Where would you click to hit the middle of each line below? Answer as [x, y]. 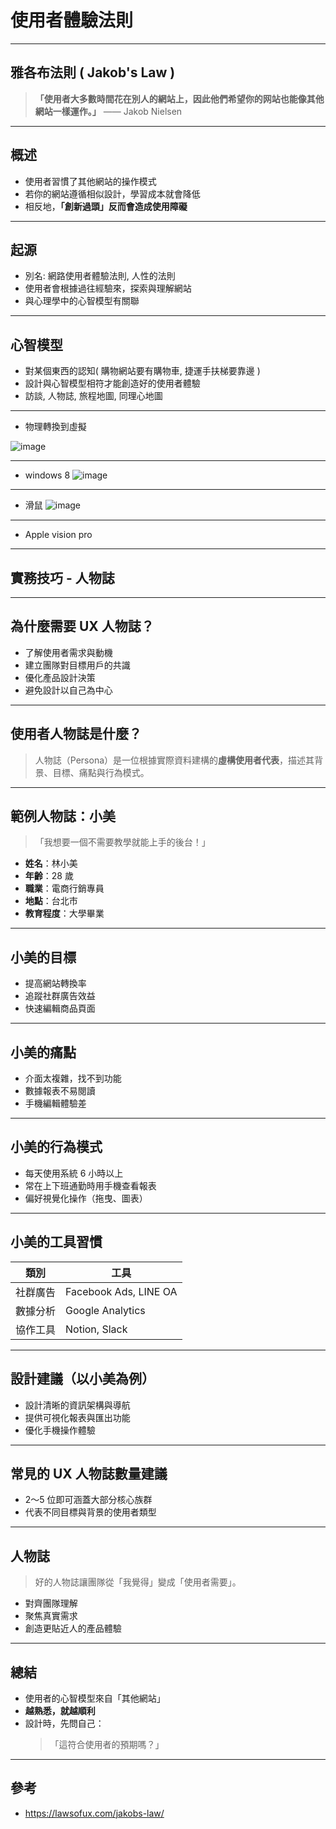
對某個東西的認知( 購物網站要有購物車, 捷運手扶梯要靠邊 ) [142, 371]
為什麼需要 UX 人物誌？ [82, 626]
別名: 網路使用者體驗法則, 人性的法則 [100, 276]
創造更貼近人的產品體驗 [73, 1628]
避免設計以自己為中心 [68, 690]
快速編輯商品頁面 [60, 1008]
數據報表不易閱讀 [60, 1091]
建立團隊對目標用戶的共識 [77, 665]
